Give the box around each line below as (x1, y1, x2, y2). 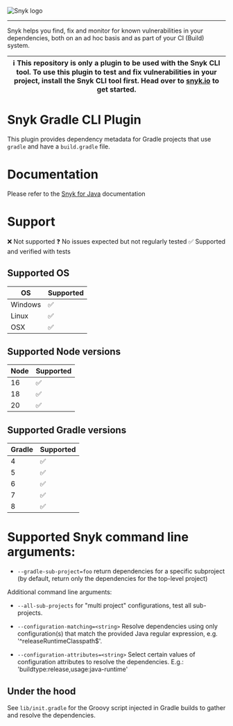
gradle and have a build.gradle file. (7, 142, 110, 151)
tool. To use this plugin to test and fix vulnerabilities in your (16, 67, 217, 76)
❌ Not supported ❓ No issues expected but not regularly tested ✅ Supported (7, 237, 226, 246)
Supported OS (7, 267, 70, 279)
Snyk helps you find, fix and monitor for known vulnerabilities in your (7, 26, 203, 35)
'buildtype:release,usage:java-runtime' (17, 665, 128, 673)
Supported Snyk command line (7, 530, 189, 545)
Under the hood (7, 685, 76, 697)
